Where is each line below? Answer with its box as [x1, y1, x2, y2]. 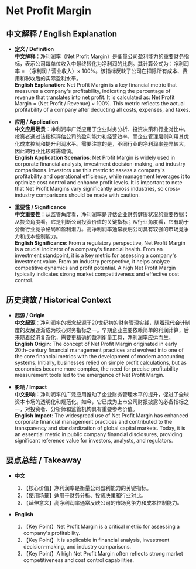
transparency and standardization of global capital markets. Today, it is [14, 424, 186, 431]
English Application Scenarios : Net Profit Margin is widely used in [14, 154, 176, 161]
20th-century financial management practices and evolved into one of [14, 347, 184, 354]
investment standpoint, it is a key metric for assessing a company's [14, 252, 177, 259]
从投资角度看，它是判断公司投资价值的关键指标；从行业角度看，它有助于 [14, 218, 189, 225]
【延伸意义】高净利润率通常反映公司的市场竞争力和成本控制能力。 [23, 499, 183, 506]
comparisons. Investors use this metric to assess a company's [14, 167, 165, 173]
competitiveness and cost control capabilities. [23, 556, 135, 563]
